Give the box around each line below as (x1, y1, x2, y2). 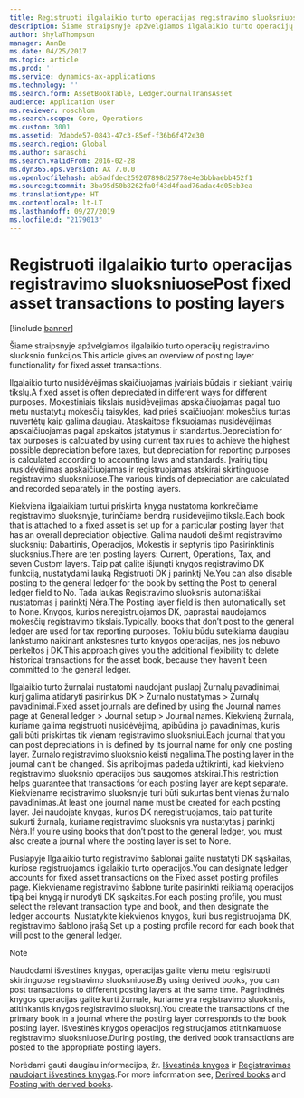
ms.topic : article (9, 55, 79, 64)
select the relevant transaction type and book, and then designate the (9, 901, 270, 912)
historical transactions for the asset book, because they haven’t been (9, 654, 268, 665)
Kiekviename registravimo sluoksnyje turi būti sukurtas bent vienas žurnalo (9, 787, 290, 797)
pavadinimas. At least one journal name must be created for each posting (9, 797, 280, 807)
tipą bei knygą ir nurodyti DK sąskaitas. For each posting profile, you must (9, 891, 283, 902)
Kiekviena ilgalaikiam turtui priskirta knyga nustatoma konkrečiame (9, 500, 259, 511)
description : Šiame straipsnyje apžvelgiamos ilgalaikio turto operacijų (9, 22, 294, 31)
